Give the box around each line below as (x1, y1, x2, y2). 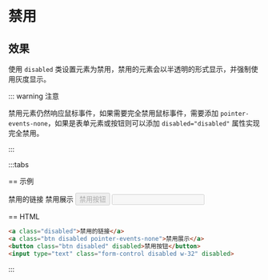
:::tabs (8, 160, 30, 169)
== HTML (8, 212, 40, 221)
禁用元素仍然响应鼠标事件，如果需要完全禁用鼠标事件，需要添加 (8, 109, 218, 118)
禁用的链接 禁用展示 (8, 194, 74, 204)
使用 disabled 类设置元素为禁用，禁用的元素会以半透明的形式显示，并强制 (8, 65, 252, 74)
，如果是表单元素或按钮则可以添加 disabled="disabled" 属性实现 (47, 118, 260, 128)
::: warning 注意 (8, 91, 60, 101)
